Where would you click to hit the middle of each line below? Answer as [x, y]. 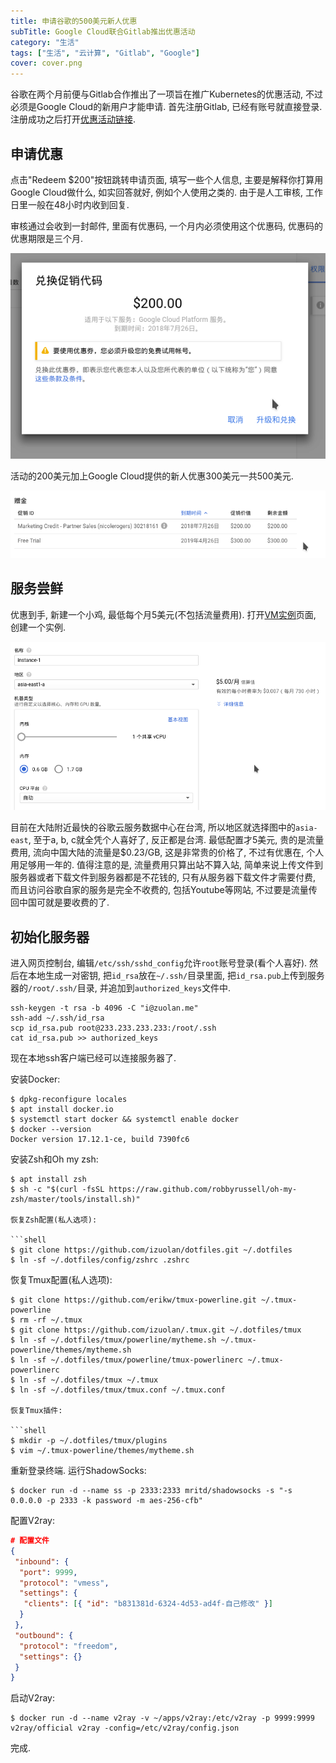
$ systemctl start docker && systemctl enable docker [125, 1120]
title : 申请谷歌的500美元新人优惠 [74, 21]
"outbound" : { [44, 1635]
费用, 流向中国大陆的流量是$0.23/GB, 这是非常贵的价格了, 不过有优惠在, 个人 [167, 852]
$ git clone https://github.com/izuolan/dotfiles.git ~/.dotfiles [151, 1250]
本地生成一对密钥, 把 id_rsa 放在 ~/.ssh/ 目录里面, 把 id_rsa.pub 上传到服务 [176, 976]
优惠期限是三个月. [47, 238]
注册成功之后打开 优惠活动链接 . [73, 119]
